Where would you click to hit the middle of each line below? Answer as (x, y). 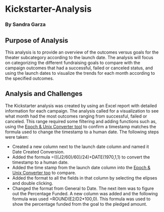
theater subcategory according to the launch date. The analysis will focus (79, 57)
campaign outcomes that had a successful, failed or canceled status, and (79, 68)
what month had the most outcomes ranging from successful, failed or (76, 116)
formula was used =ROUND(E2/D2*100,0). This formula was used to (81, 199)
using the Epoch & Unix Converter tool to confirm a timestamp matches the (81, 126)
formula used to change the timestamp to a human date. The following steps (82, 132)
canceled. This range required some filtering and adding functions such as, (81, 121)
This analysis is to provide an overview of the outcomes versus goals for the (82, 52)
